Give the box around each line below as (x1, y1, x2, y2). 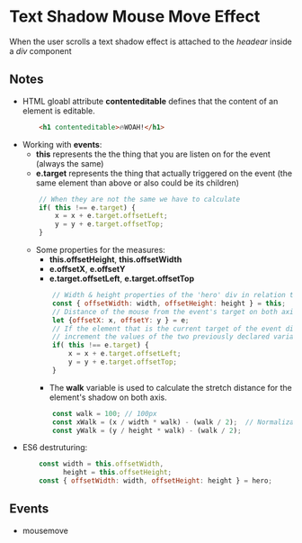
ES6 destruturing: (22, 442, 88, 453)
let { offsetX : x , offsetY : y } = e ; (52, 315, 190, 325)
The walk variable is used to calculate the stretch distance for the (49, 382, 292, 393)
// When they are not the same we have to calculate (39, 195, 241, 204)
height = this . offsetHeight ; (62, 468, 173, 477)
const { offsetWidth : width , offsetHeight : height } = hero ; (39, 476, 272, 485)
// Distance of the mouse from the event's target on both (52, 307, 279, 316)
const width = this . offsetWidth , (39, 459, 164, 469)
